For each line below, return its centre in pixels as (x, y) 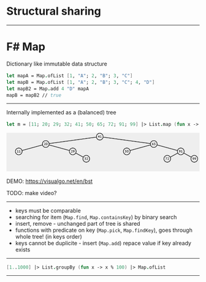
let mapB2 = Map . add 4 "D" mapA (48, 89)
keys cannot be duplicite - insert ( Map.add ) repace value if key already (103, 243)
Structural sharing (54, 11)
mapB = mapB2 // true (34, 95)
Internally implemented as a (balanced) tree (61, 113)
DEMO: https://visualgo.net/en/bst (50, 181)
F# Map (26, 47)
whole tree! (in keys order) (49, 236)
